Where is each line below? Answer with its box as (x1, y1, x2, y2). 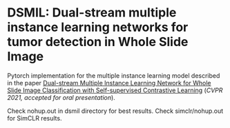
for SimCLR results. (7, 114, 62, 122)
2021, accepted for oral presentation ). (7, 93, 115, 101)
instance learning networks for (7, 19, 189, 35)
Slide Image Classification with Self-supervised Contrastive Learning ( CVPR (7, 86, 223, 94)
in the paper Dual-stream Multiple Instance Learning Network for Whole (7, 78, 211, 87)
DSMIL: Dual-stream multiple (7, 5, 177, 21)
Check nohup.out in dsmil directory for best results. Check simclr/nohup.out (7, 107, 224, 115)
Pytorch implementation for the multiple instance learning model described (7, 71, 220, 80)
